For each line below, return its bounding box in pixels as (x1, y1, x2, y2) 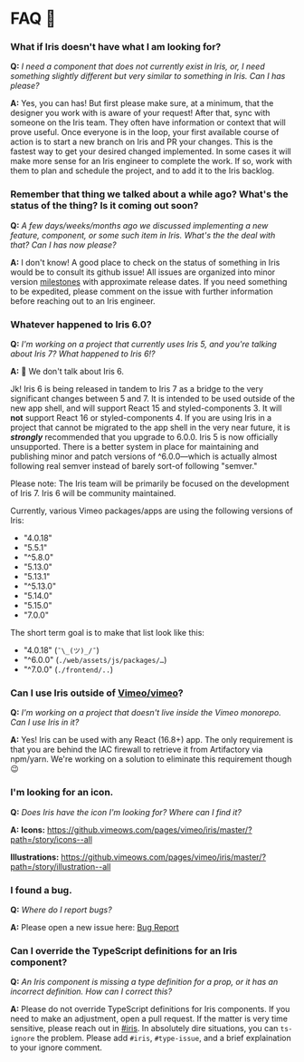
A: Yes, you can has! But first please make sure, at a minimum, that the (10, 98, 274, 109)
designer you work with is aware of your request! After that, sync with (10, 108, 271, 119)
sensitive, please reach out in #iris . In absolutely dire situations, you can (10, 1023, 279, 1034)
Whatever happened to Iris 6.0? (10, 317, 152, 330)
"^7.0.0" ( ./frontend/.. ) (23, 664, 114, 675)
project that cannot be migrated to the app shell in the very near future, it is (10, 422, 290, 434)
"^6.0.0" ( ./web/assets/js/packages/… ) (23, 655, 167, 666)
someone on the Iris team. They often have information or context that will (10, 117, 286, 128)
